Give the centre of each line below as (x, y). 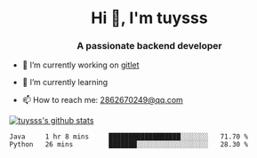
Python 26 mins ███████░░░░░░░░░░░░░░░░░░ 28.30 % (129, 145)
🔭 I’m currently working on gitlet (80, 65)
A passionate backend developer (149, 46)
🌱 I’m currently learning (65, 83)
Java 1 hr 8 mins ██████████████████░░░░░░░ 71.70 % (129, 137)
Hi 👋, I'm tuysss (149, 18)
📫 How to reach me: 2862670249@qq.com (103, 100)
